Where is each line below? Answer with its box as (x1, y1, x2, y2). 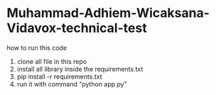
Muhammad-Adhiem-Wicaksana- (6, 5, 210, 21)
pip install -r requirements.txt (16, 72, 102, 81)
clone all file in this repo (16, 57, 87, 65)
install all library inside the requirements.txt (16, 65, 144, 73)
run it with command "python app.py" (16, 79, 127, 88)
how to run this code (6, 43, 67, 52)
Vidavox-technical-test (6, 20, 147, 36)
